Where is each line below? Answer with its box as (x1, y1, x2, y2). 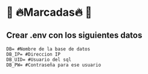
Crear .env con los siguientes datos (6, 30, 143, 40)
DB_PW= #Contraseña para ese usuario (6, 62, 101, 68)
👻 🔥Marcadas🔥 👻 (6, 5, 92, 19)
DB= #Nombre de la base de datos (6, 46, 91, 52)
